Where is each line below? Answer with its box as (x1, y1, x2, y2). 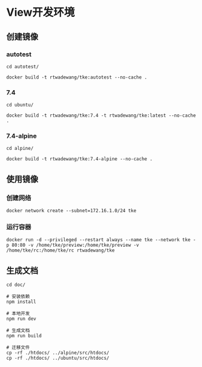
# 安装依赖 (6, 294, 30, 300)
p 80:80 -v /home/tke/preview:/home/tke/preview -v (6, 242, 139, 248)
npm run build (6, 333, 42, 339)
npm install (6, 299, 36, 305)
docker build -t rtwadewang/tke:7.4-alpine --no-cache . (6, 156, 153, 162)
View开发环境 (6, 5, 75, 19)
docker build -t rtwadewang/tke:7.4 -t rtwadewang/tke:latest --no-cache (6, 112, 197, 119)
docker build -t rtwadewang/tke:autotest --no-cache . (6, 74, 148, 80)
